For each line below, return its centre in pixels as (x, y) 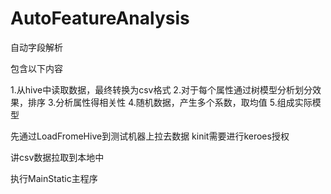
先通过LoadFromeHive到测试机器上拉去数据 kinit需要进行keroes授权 (150, 136)
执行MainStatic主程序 (54, 178)
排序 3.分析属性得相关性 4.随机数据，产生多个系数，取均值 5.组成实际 (170, 102)
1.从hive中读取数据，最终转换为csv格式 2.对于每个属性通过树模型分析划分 (161, 89)
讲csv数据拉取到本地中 (57, 157)
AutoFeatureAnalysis (100, 18)
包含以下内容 (36, 68)
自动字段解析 (36, 47)
